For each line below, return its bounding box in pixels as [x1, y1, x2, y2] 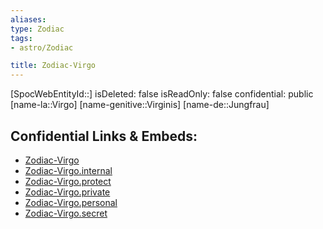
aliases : [10, 14, 47, 25]
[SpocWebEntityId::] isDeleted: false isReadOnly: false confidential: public [10, 88, 314, 100]
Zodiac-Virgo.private [24, 186, 111, 198]
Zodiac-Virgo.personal [24, 196, 118, 208]
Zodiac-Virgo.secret [24, 207, 108, 219]
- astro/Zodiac [10, 42, 74, 53]
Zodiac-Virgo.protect [24, 175, 112, 187]
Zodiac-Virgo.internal [24, 164, 113, 176]
